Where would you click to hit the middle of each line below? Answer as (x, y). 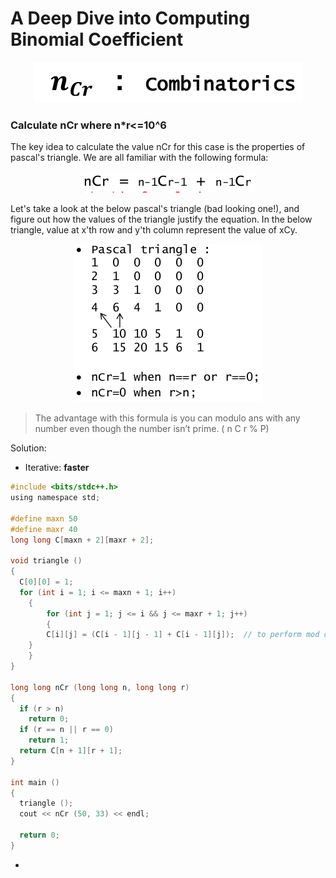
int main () (35, 782)
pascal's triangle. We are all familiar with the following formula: (139, 158)
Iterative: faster (57, 468)
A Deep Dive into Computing (130, 18)
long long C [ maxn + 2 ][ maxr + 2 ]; (82, 540)
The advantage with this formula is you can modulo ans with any (167, 418)
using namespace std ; (55, 498)
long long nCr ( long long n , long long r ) (100, 687)
